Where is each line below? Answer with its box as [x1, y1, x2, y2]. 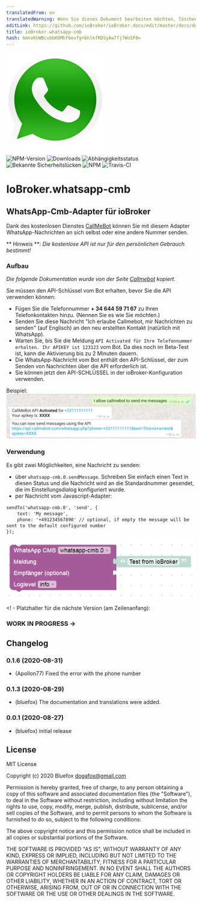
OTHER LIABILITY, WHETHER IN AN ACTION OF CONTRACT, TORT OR [6, 877, 182, 885]
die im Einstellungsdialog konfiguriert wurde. [14, 486, 126, 493]
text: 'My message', [17, 510, 69, 517]
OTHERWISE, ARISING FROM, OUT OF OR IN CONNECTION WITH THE [6, 884, 182, 891]
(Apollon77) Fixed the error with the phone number [14, 670, 141, 677]
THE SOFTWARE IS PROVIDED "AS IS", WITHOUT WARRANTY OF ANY [6, 845, 182, 853]
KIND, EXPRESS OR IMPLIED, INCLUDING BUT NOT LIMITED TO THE [6, 852, 177, 859]
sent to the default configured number [6, 522, 106, 529]
